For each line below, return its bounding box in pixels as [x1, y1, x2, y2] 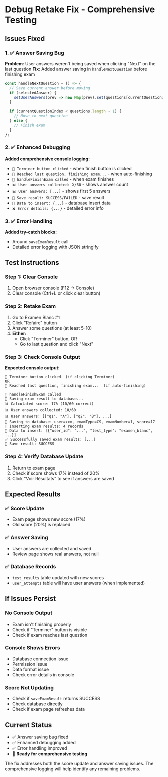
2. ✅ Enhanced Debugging [5, 144, 71, 151]
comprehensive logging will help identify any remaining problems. [5, 766, 141, 772]
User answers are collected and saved [12, 545, 91, 551]
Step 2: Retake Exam [5, 302, 56, 309]
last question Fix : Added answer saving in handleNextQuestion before [5, 66, 147, 72]
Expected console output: [5, 365, 60, 371]
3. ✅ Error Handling [5, 217, 53, 224]
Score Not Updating [5, 684, 54, 691]
